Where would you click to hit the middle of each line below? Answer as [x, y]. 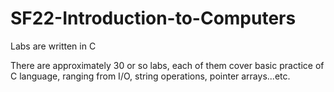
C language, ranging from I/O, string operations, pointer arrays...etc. [150, 76]
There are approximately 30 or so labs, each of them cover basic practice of [167, 65]
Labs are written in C [53, 46]
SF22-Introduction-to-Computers [153, 18]
